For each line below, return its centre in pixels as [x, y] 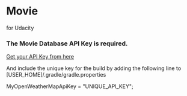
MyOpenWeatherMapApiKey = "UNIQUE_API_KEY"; [70, 86]
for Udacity [20, 28]
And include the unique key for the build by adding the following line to [94, 68]
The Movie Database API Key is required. [67, 43]
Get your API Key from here [40, 57]
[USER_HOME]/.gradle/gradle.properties [56, 75]
